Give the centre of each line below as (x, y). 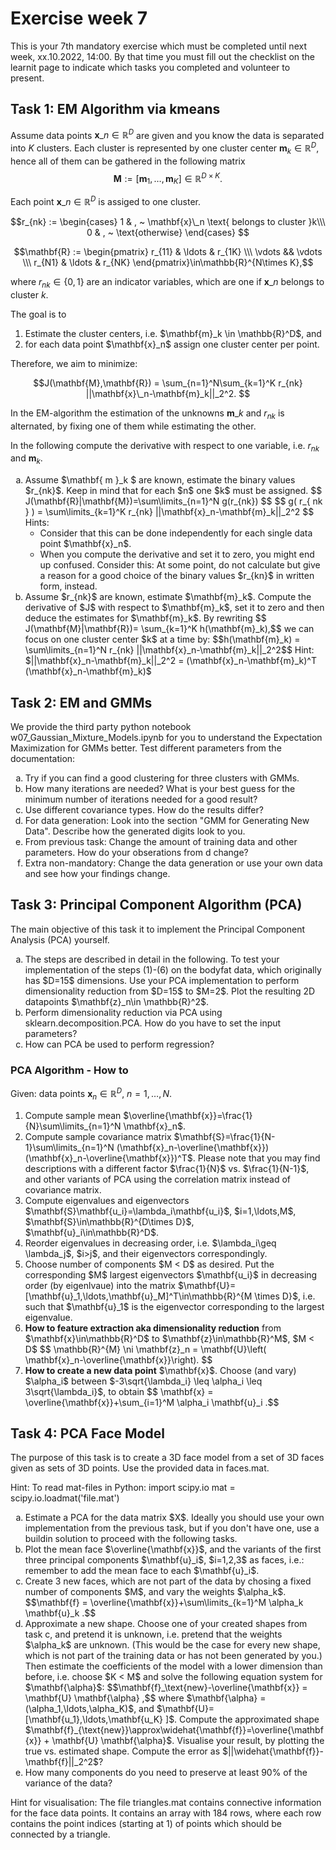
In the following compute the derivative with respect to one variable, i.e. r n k (165, 446)
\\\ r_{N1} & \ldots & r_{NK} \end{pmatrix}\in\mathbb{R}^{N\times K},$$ (168, 262)
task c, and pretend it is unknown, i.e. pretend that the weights (153, 1634)
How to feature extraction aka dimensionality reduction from (153, 1328)
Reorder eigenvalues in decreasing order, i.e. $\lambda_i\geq (150, 1243)
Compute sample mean (73, 1115)
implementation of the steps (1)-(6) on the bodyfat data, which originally (173, 969)
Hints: (37, 523)
